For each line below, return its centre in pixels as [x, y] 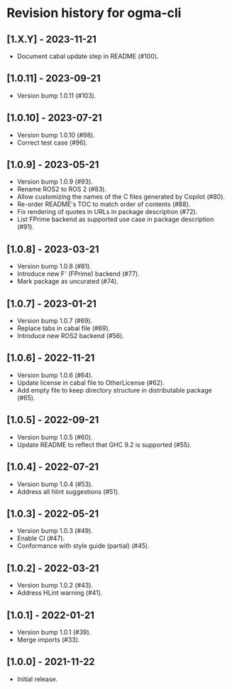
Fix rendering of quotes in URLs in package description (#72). [107, 212]
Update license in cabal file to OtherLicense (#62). [90, 382]
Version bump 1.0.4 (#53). [55, 484]
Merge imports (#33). [48, 639]
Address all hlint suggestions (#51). [68, 491]
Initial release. [37, 679]
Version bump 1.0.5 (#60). [55, 437]
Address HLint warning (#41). [60, 593]
